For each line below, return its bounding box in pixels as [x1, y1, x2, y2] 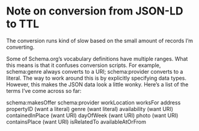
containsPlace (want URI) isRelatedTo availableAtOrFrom [6, 118, 146, 125]
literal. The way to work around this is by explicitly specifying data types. [6, 74, 187, 81]
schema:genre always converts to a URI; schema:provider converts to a [6, 68, 183, 75]
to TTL [6, 17, 39, 31]
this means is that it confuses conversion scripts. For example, [6, 62, 161, 69]
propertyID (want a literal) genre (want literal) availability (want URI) [6, 105, 173, 112]
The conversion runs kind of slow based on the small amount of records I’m [6, 37, 194, 44]
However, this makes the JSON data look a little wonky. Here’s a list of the [6, 80, 189, 88]
